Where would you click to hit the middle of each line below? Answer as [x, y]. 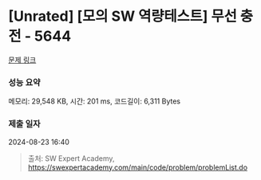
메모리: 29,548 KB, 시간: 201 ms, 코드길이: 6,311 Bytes [95, 101]
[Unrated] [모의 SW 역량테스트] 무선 [123, 16]
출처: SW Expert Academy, [71, 158]
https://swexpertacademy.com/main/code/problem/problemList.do [138, 167]
